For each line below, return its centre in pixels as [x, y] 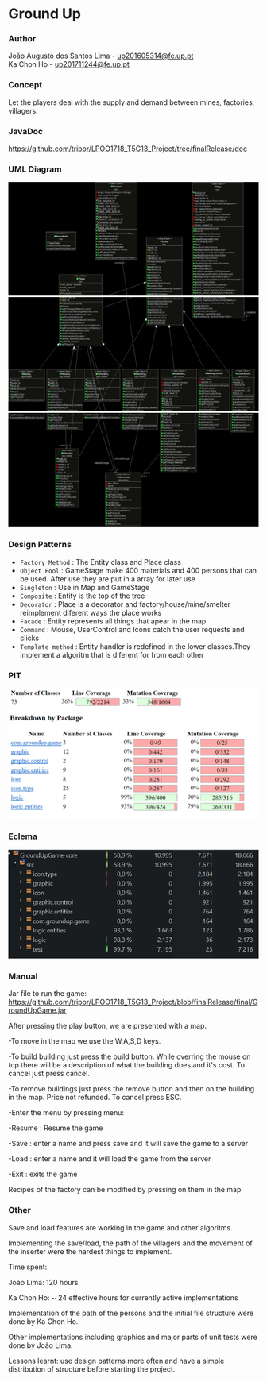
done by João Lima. [41, 1345]
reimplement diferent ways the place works [91, 612]
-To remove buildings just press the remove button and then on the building [132, 1089]
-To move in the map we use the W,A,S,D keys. [85, 1041]
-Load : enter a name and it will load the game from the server [110, 1159]
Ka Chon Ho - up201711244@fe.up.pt [69, 64]
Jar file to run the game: [48, 994]
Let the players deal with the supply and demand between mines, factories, [132, 102]
